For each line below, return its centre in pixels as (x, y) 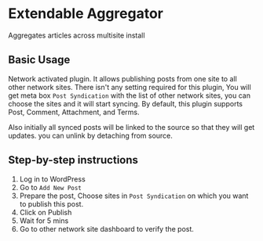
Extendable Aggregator (86, 14)
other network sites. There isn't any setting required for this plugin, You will (130, 87)
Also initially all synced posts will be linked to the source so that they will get (131, 127)
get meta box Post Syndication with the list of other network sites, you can (130, 95)
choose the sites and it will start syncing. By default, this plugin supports (126, 103)
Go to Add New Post (51, 187)
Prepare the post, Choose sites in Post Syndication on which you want (134, 196)
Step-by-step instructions (73, 160)
